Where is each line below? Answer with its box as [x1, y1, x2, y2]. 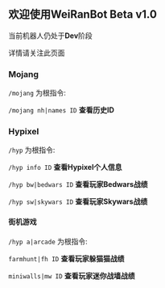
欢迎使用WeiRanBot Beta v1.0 [8, 7, 157, 22]
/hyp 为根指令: [8, 145, 56, 155]
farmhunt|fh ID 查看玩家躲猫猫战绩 [8, 253, 125, 263]
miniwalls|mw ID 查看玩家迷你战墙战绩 [8, 270, 135, 281]
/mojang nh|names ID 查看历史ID [8, 105, 115, 115]
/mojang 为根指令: [8, 88, 67, 98]
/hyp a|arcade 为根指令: [8, 236, 89, 246]
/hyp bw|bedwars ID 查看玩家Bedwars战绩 [8, 180, 148, 189]
